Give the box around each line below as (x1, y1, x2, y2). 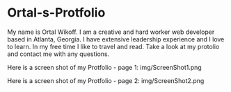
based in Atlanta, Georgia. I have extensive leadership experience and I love (7, 35, 225, 43)
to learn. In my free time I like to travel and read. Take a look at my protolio (7, 42, 220, 50)
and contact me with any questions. (7, 50, 110, 58)
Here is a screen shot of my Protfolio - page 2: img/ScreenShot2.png (7, 76, 205, 84)
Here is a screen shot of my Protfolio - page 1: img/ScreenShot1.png (7, 63, 202, 71)
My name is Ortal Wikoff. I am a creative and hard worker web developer (7, 28, 215, 36)
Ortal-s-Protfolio (7, 5, 106, 21)
